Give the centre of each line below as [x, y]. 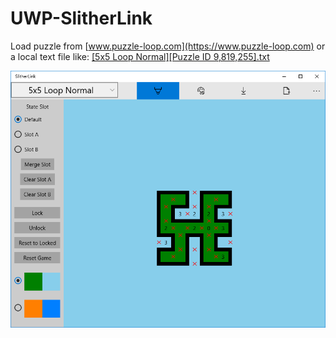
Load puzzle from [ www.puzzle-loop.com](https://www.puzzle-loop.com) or [168, 46]
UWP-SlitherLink [81, 18]
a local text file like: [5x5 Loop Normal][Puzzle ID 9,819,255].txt [140, 56]
